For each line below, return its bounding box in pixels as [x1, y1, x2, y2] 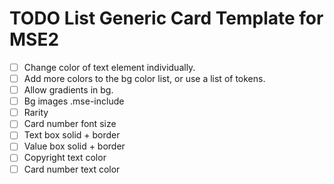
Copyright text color [23, 152, 107, 164]
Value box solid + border [23, 140, 126, 152]
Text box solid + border [23, 129, 121, 141]
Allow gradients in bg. [23, 84, 114, 96]
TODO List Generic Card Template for [9, 7, 324, 30]
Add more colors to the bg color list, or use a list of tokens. [23, 73, 266, 84]
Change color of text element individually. [23, 61, 196, 73]
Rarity [23, 107, 49, 119]
